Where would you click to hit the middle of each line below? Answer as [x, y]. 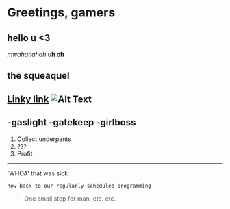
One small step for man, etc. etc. [70, 198]
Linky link [28, 99]
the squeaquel [38, 76]
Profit [25, 153]
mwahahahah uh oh [36, 54]
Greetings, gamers [61, 13]
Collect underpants [44, 139]
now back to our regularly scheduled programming [79, 186]
